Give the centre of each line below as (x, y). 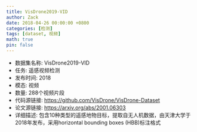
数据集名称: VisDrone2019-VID (52, 63)
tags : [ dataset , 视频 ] (33, 34)
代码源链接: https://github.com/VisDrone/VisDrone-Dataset (87, 100)
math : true (20, 39)
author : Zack (22, 17)
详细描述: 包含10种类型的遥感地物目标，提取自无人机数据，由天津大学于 (103, 115)
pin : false (20, 45)
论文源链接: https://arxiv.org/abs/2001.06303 (70, 108)
